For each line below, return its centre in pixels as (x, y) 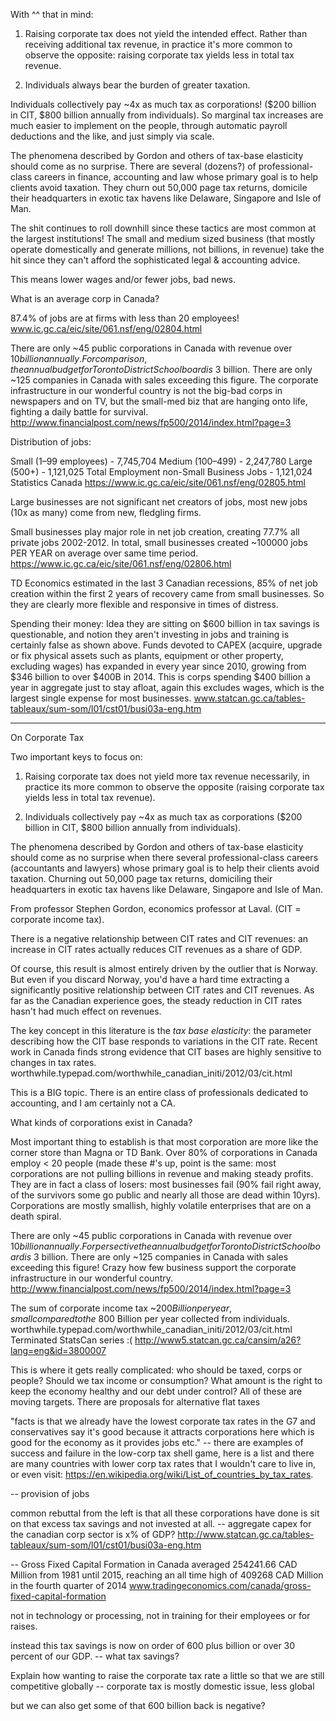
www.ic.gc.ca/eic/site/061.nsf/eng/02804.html (106, 328)
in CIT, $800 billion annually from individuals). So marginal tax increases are (167, 115)
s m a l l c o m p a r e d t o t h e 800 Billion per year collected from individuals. (150, 1318)
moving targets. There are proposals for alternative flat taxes (135, 1402)
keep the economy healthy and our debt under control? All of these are (156, 1391)
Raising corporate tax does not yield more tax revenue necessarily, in (167, 776)
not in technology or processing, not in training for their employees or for (160, 1615)
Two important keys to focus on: (76, 757)
